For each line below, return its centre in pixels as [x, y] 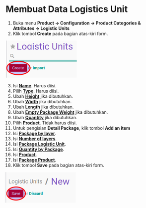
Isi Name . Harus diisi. [35, 85]
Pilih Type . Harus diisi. [36, 91]
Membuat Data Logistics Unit [67, 9]
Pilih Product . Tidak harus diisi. [45, 123]
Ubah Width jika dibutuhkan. [42, 101]
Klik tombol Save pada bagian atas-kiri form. [59, 165]
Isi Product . [25, 154]
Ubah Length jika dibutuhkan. [43, 107]
